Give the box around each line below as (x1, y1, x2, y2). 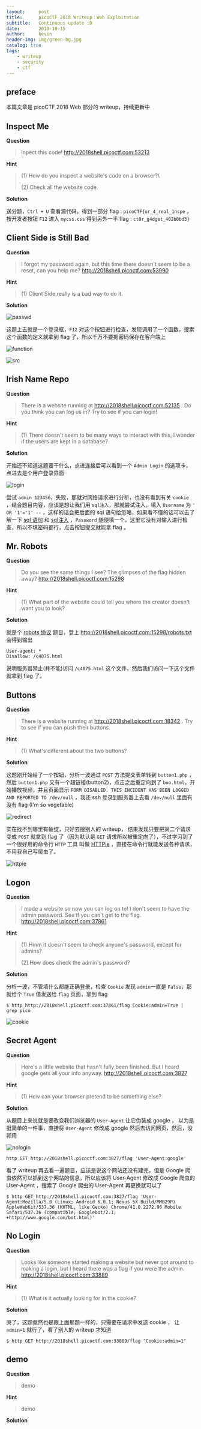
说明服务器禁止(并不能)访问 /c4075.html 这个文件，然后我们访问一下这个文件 (6, 665, 195, 672)
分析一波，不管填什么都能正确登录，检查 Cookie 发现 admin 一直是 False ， (6, 983, 187, 990)
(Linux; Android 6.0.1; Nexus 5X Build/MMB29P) (54, 1199, 176, 1205)
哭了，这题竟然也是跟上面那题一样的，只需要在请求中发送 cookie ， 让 (6, 1318, 180, 1326)
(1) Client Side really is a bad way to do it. (20, 290, 123, 297)
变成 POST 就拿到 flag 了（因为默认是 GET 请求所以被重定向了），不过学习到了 (6, 833, 193, 840)
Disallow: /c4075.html (6, 653, 63, 660)
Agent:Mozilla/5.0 (6, 1199, 52, 1205)
